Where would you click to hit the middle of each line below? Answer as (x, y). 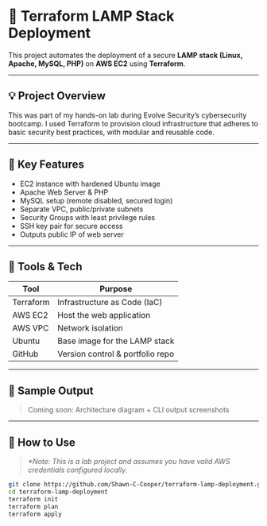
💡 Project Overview (57, 96)
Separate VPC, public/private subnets (81, 209)
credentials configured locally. (77, 470)
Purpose (116, 289)
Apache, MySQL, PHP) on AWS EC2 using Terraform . (97, 64)
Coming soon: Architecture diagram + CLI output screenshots (128, 410)
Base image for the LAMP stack (116, 341)
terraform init (33, 499)
